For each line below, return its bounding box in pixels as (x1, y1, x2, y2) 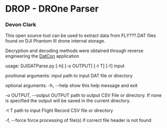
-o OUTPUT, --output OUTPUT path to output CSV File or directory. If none (5, 92, 162, 99)
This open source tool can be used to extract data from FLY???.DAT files (5, 32, 156, 38)
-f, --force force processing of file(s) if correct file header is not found (5, 117, 152, 123)
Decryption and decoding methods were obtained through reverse (5, 48, 144, 54)
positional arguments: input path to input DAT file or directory (5, 73, 133, 79)
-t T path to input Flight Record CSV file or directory (5, 107, 113, 114)
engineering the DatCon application (5, 53, 79, 59)
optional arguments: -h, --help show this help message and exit (5, 82, 138, 89)
